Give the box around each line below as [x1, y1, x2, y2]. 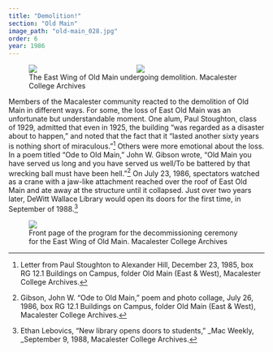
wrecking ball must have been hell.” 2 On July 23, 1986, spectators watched [8, 167, 260, 178]
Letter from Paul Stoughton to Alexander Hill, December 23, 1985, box [19, 260, 254, 270]
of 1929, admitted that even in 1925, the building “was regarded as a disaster [8, 122, 265, 132]
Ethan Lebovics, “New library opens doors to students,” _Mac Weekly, [19, 326, 254, 336]
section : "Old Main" [8, 19, 79, 28]
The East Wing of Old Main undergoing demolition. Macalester [28, 72, 237, 82]
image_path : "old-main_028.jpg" [8, 27, 118, 35]
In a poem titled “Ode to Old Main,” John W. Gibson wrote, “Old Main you [8, 149, 252, 159]
